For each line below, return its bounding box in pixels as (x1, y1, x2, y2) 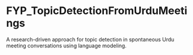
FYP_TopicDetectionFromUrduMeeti (6, 4, 188, 18)
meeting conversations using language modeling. (6, 42, 126, 49)
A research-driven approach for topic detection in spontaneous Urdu (6, 36, 175, 43)
